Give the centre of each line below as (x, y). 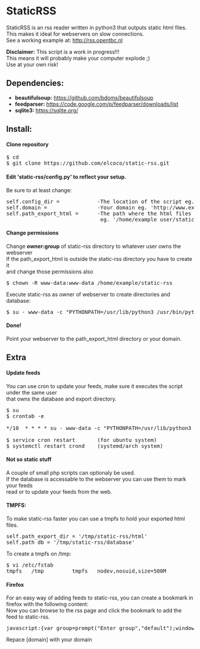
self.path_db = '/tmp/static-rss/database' (71, 542)
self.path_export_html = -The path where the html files (99, 213)
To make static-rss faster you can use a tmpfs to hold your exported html (96, 518)
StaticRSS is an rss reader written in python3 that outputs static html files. (96, 27)
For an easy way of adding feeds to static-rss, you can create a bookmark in (100, 598)
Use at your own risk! (32, 64)
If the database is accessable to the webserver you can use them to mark (96, 479)
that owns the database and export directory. (62, 399)
